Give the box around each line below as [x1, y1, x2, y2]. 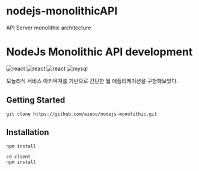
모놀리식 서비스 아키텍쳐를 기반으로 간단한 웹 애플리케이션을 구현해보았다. [6, 77, 179, 85]
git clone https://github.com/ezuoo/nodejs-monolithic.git [6, 111, 158, 117]
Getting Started [6, 95, 66, 106]
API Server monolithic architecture [6, 24, 91, 31]
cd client [6, 154, 31, 160]
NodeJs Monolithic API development [6, 45, 193, 59]
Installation [6, 127, 49, 137]
